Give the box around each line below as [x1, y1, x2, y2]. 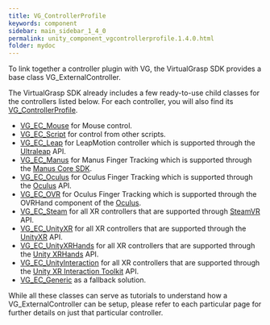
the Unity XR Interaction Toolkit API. [19, 267, 139, 277]
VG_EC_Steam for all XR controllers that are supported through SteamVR [19, 206, 260, 216]
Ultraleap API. [19, 147, 66, 156]
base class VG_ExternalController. [8, 73, 121, 82]
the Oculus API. [19, 181, 73, 190]
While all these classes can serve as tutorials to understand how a [8, 291, 228, 301]
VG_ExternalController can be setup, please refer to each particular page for [8, 299, 262, 309]
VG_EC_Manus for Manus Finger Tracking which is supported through [19, 155, 252, 165]
